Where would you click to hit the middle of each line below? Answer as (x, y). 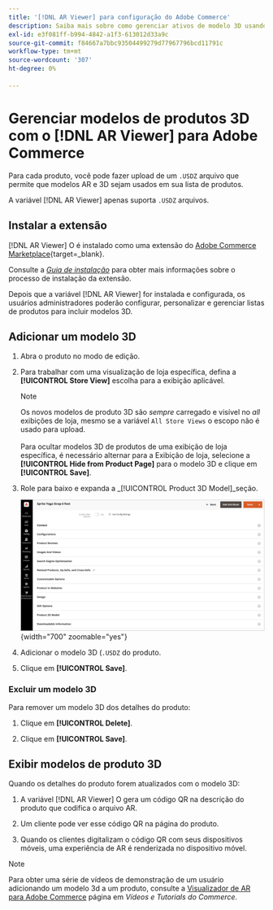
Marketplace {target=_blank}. (56, 254)
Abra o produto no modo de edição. (80, 356)
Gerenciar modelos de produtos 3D (129, 118)
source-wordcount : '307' (50, 60)
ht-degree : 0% (32, 69)
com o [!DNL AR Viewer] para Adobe (133, 135)
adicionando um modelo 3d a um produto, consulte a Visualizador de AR (130, 888)
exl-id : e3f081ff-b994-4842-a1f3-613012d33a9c (89, 34)
